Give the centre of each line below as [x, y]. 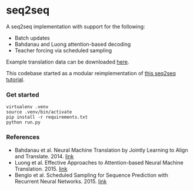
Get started [23, 95]
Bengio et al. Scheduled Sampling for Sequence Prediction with [91, 175]
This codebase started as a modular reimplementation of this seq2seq [91, 73]
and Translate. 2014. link [44, 156]
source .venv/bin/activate [39, 112]
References [23, 137]
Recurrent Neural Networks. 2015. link [61, 181]
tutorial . [15, 79]
